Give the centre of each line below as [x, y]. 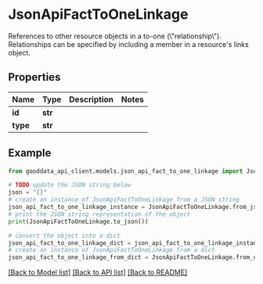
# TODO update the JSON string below [70, 185]
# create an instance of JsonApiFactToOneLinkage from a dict [112, 250]
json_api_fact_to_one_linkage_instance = [77, 207]
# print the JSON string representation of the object [99, 214]
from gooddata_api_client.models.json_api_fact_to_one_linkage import [126, 171]
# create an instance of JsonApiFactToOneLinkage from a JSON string [124, 200]
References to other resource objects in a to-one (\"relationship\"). [115, 36]
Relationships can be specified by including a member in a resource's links [128, 44]
